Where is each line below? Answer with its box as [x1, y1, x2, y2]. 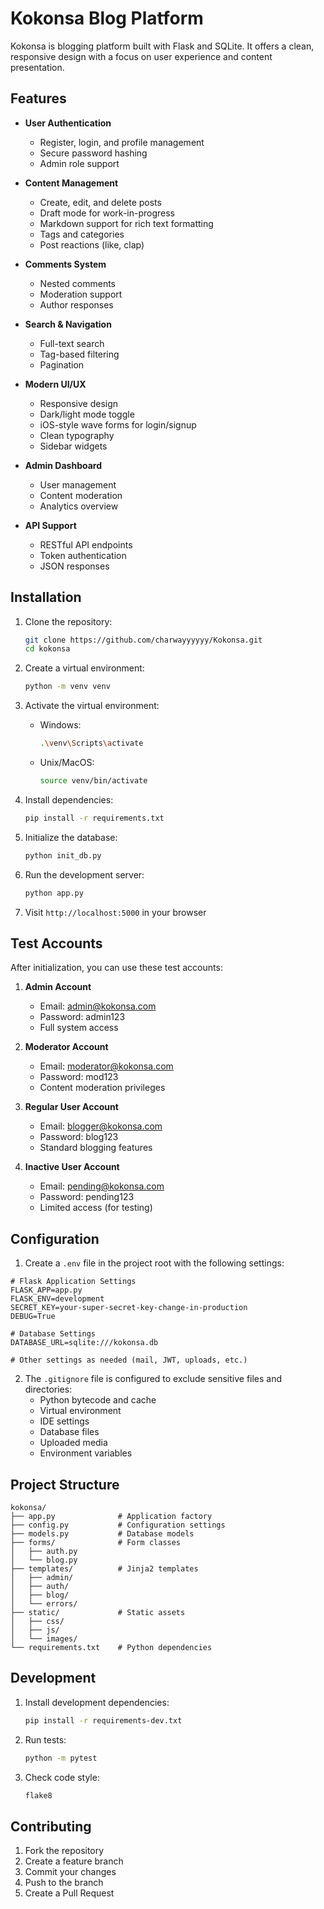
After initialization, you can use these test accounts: [10, 962, 223, 974]
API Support [24, 519, 77, 531]
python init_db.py [24, 850, 102, 861]
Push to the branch [24, 1877, 104, 1889]
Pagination [39, 358, 85, 371]
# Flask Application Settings [10, 1277, 137, 1287]
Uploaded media [39, 1437, 108, 1449]
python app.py [24, 888, 84, 898]
